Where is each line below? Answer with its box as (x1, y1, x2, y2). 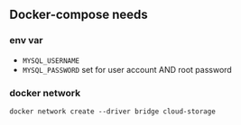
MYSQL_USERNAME (22, 56, 80, 66)
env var (9, 34, 43, 47)
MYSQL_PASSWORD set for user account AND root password (22, 64, 232, 75)
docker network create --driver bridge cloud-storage (9, 107, 217, 116)
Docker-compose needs (9, 7, 149, 22)
